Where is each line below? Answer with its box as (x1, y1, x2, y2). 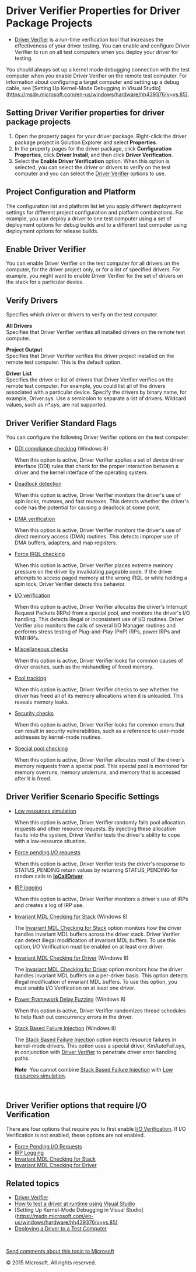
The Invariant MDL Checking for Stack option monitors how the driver (14, 924, 182, 931)
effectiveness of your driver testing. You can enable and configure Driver (14, 42, 190, 49)
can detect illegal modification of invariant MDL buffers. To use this (14, 936, 176, 944)
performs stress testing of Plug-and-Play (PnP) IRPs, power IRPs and (14, 628, 181, 635)
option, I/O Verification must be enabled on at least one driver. (14, 943, 164, 950)
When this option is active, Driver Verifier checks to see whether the (14, 686, 179, 693)
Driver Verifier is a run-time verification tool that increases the (14, 36, 163, 43)
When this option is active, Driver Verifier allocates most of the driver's (14, 756, 185, 763)
